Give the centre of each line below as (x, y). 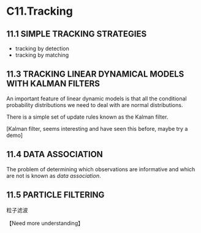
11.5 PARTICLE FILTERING (55, 195)
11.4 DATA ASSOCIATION (55, 154)
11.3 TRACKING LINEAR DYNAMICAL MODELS (95, 74)
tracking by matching (42, 55)
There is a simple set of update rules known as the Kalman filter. (87, 117)
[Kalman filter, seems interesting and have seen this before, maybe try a (97, 128)
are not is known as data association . (54, 176)
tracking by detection (42, 48)
